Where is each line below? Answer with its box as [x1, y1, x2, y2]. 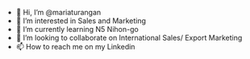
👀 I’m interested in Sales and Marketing [15, 16, 147, 26]
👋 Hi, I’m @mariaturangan [15, 8, 102, 17]
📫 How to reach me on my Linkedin [15, 42, 135, 51]
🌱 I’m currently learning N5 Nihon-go [15, 25, 139, 33]
